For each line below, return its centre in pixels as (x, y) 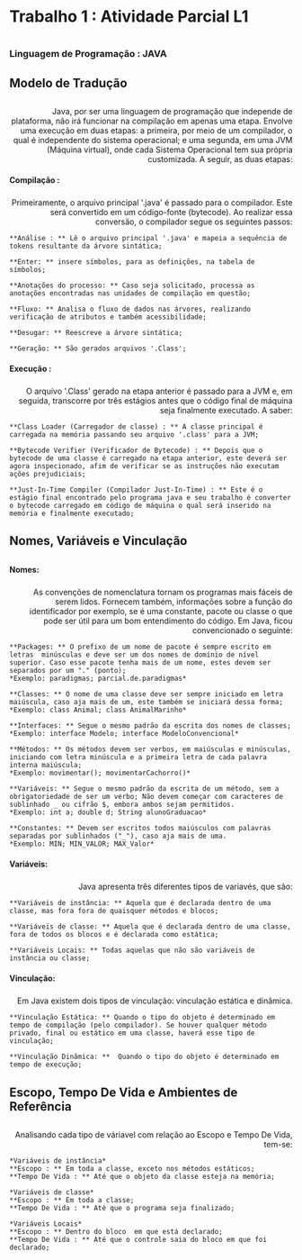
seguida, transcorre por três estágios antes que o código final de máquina (155, 401)
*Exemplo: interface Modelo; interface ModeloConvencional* (124, 734)
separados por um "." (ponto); (68, 671)
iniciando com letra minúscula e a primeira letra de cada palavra (138, 757)
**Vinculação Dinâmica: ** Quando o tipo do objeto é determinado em (144, 1057)
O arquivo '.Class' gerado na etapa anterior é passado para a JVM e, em (159, 391)
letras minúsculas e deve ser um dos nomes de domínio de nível (134, 655)
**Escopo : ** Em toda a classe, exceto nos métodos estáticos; (132, 1168)
